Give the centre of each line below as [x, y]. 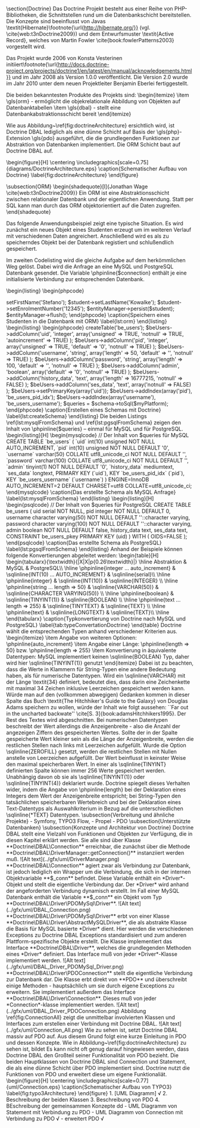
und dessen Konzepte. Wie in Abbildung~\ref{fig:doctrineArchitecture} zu [96, 1043]
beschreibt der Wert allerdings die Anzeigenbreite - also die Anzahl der [93, 726]
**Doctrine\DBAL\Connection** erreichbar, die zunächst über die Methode [98, 846]
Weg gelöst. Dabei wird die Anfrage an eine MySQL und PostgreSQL [90, 267]
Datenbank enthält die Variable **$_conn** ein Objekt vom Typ [84, 897]
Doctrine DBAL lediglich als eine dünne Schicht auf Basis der [81, 132]
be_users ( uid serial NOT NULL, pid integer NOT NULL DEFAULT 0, [88, 511]
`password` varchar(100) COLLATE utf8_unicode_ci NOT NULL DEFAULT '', [97, 460]
